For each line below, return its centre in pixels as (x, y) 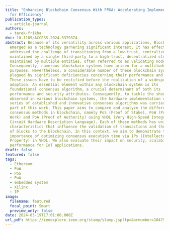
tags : (11, 159)
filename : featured (30, 201)
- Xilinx (19, 187)
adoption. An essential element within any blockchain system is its (84, 84)
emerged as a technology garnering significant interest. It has (80, 47)
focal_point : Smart (30, 206)
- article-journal (29, 24)
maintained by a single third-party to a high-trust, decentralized (83, 56)
